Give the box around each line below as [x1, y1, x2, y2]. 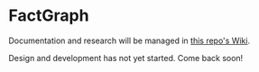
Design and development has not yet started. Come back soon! [8, 52, 244, 63]
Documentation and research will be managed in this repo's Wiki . [8, 35, 250, 46]
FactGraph [8, 5, 89, 26]
